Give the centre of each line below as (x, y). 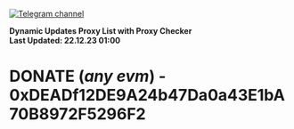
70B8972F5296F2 (78, 114)
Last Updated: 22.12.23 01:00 (65, 40)
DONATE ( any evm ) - (88, 77)
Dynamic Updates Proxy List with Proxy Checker (101, 31)
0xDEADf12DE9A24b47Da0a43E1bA (147, 96)
